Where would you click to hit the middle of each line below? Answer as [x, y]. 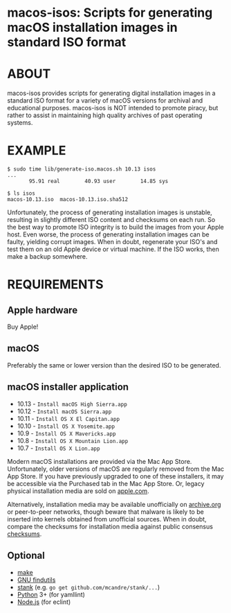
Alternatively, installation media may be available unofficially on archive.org [114, 504]
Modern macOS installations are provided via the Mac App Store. [100, 461]
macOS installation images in [92, 27]
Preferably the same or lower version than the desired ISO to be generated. [114, 365]
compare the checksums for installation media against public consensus [110, 526]
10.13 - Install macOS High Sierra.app [72, 404]
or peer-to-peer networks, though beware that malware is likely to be [105, 512]
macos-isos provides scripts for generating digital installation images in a [111, 93]
